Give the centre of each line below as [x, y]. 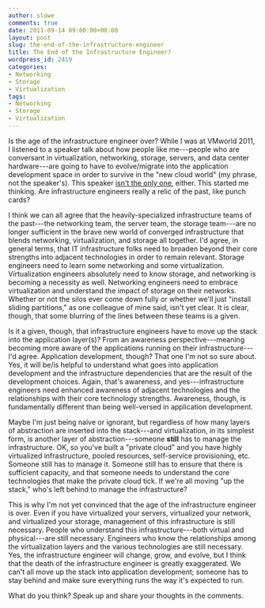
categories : [28, 67]
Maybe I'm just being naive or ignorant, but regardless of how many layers [129, 422]
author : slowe [32, 15]
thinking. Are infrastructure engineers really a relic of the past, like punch [127, 191]
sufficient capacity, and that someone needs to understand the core [119, 472]
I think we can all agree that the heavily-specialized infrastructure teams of [130, 215]
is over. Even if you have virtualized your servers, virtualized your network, [130, 513]
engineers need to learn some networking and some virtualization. [116, 265]
